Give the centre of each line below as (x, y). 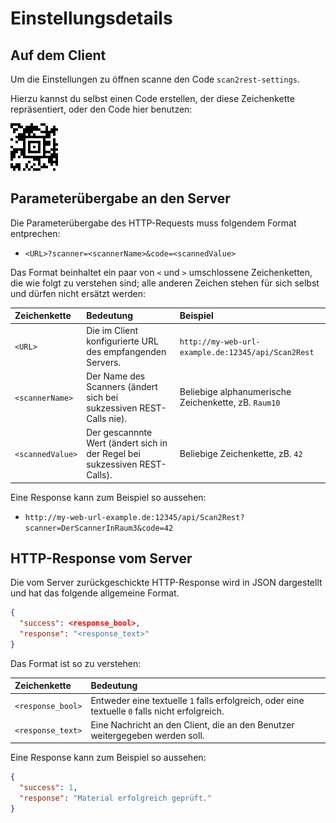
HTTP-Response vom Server (101, 558)
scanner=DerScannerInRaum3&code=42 (99, 528)
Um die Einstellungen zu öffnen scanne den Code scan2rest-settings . (155, 79)
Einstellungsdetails (91, 18)
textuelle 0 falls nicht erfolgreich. (157, 711)
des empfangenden (126, 351)
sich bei (102, 397)
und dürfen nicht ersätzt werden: (78, 293)
